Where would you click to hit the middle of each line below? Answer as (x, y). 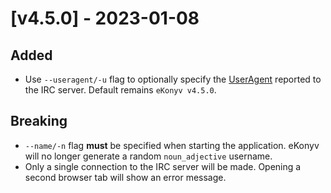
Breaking (39, 121)
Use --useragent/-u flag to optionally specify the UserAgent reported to (173, 79)
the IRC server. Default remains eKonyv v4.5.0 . (120, 90)
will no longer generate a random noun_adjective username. (148, 156)
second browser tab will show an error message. (125, 177)
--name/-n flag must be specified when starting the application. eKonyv (172, 145)
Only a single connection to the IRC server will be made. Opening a (163, 166)
